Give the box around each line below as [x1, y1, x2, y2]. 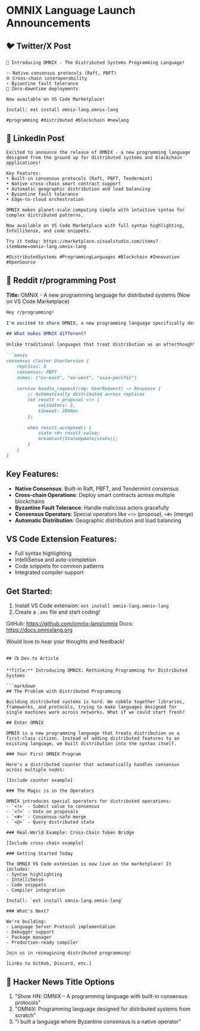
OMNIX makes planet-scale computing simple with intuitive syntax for [6, 207, 185, 213]
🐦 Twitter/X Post [6, 41, 71, 51]
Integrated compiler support [14, 569, 84, 576]
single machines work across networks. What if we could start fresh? [6, 709, 185, 715]
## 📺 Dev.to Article [6, 655, 59, 661]
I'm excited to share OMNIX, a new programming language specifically [6, 320, 185, 326]
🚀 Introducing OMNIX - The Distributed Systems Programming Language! [6, 60, 185, 66]
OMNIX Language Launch [6, 4, 136, 17]
